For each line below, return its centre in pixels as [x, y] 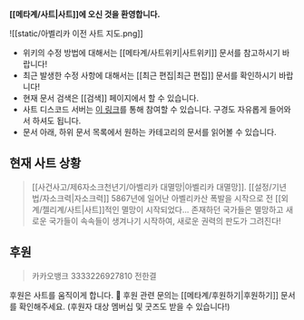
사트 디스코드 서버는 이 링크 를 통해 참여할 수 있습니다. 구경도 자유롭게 [145, 109]
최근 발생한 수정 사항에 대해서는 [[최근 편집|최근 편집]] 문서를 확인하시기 [149, 75]
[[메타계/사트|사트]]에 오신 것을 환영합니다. [85, 14]
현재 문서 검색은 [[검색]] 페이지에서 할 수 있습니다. [111, 98]
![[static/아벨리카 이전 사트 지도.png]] [76, 34]
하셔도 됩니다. [57, 121]
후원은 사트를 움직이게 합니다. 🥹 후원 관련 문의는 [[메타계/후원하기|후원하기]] [144, 295]
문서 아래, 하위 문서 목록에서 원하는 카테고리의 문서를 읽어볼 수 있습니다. [149, 132]
